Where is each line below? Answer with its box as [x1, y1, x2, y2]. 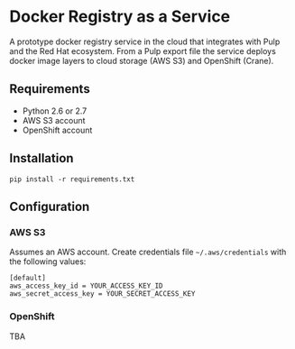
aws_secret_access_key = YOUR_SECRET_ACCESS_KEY [9, 289, 196, 298]
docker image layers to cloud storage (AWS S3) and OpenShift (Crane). [9, 55, 274, 66]
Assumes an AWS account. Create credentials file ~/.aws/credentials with [9, 246, 287, 258]
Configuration [9, 198, 90, 214]
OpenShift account [22, 124, 93, 135]
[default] [9, 273, 47, 283]
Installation [9, 151, 74, 166]
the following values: [9, 256, 87, 267]
